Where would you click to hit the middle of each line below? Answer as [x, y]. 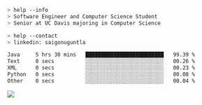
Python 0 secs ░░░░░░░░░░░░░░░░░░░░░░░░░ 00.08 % [101, 74]
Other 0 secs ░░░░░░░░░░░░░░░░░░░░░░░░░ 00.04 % [101, 80]
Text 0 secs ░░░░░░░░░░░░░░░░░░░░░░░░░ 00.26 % [101, 62]
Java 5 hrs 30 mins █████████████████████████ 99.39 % [101, 55]
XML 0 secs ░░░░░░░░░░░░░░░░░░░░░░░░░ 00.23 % [101, 68]
